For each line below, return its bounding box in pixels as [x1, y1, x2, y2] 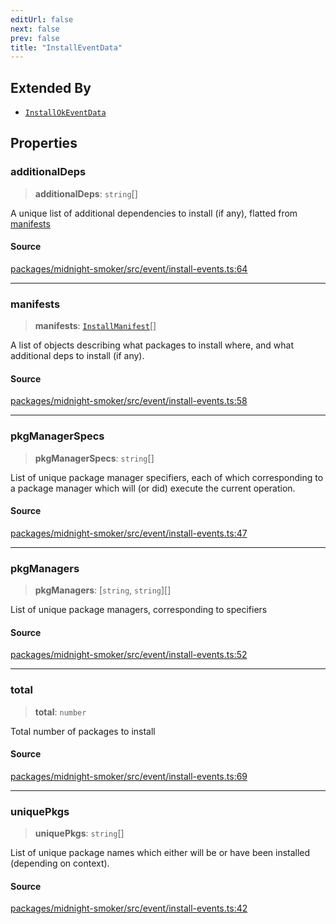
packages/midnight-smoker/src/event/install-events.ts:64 [10, 262, 248, 275]
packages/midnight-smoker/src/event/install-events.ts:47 [10, 527, 248, 539]
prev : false [10, 33, 60, 43]
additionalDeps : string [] [34, 187, 138, 200]
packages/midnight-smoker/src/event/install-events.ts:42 [10, 902, 248, 915]
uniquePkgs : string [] [34, 827, 125, 840]
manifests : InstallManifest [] [34, 320, 157, 332]
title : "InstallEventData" [10, 42, 123, 53]
